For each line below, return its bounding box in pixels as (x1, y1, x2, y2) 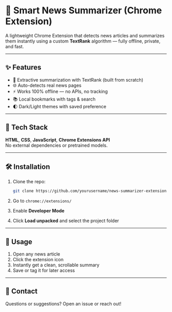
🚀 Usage (5, 237, 32, 246)
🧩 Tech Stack (5, 123, 48, 132)
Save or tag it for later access (12, 267, 75, 274)
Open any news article (12, 251, 60, 257)
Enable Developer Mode (12, 208, 65, 214)
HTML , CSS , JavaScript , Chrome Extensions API (5, 136, 110, 143)
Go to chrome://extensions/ (12, 198, 72, 204)
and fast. (5, 43, 24, 49)
